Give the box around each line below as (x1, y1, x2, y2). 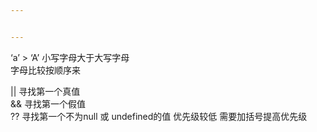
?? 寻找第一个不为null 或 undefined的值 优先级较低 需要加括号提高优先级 (10, 110, 308, 122)
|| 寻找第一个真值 (10, 85, 81, 97)
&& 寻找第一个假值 (10, 97, 86, 110)
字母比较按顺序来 (10, 64, 81, 76)
